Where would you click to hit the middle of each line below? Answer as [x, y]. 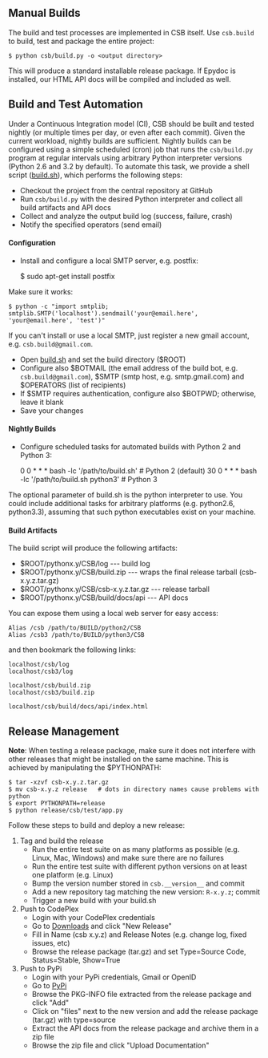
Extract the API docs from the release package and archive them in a [145, 1028]
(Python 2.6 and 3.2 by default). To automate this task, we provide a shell [129, 166]
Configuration [32, 243]
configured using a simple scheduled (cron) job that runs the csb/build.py [131, 149]
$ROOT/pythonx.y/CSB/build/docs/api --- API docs [104, 598]
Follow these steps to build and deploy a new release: [97, 825]
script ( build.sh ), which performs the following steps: [95, 175]
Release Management [64, 731]
